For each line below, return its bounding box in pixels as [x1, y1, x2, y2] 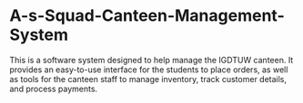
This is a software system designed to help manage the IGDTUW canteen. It [9, 54, 294, 65]
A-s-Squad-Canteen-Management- [9, 5, 285, 26]
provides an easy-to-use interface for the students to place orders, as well [9, 64, 288, 75]
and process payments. [9, 83, 98, 94]
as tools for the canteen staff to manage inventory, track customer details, [9, 73, 288, 84]
